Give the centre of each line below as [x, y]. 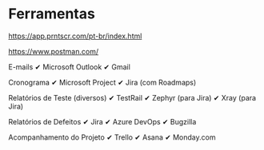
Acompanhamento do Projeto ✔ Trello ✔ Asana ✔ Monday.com [112, 137]
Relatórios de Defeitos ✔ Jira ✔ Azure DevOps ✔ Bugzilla [102, 121]
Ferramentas [52, 14]
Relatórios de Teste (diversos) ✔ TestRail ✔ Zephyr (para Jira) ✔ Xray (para [132, 97]
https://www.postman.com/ [53, 51]
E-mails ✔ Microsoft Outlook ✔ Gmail [69, 67]
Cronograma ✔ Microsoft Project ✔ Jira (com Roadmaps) [102, 82]
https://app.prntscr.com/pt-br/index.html [75, 36]
